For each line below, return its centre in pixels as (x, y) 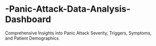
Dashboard (28, 19)
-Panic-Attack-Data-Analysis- (68, 9)
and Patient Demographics (32, 38)
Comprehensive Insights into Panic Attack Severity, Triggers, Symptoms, (78, 33)
